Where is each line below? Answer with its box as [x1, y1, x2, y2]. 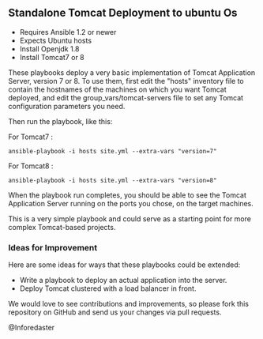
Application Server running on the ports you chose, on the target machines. [8, 198, 254, 208]
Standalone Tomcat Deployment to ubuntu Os [8, 6, 238, 20]
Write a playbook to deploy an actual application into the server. [19, 276, 227, 285]
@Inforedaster [8, 323, 55, 333]
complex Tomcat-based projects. [8, 222, 116, 232]
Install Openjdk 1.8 [19, 43, 80, 54]
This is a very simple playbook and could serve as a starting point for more [8, 213, 251, 224]
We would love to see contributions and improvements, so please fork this [8, 299, 249, 309]
